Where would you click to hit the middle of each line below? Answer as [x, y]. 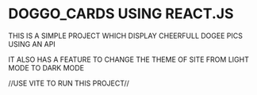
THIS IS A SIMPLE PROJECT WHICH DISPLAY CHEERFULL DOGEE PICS [126, 36]
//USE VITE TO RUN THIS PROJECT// [69, 83]
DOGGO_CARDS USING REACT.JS [121, 14]
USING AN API [32, 44]
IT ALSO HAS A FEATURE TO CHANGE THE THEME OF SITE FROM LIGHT [129, 59]
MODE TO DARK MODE [46, 67]
